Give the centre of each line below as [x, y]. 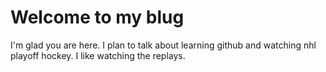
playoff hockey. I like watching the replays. [98, 55]
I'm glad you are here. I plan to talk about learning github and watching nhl [163, 45]
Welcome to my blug [97, 17]
